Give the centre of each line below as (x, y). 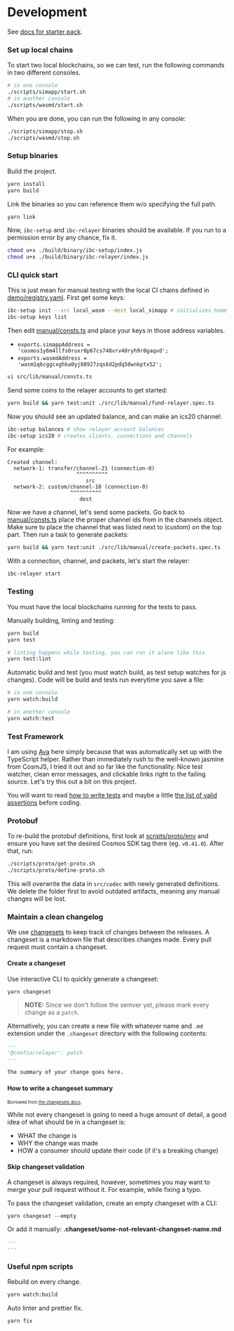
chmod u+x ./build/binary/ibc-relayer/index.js (78, 257)
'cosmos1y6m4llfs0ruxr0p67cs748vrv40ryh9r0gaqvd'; (93, 351)
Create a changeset (36, 963)
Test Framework (36, 736)
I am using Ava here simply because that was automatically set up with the (115, 752)
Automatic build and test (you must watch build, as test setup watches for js (117, 673)
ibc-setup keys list (37, 317)
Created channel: (33, 462)
